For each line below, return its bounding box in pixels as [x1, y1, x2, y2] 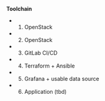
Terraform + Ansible [24, 62, 75, 69]
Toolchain [6, 5, 32, 12]
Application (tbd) [24, 88, 67, 95]
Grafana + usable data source [24, 75, 100, 82]
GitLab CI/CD [24, 49, 58, 57]
